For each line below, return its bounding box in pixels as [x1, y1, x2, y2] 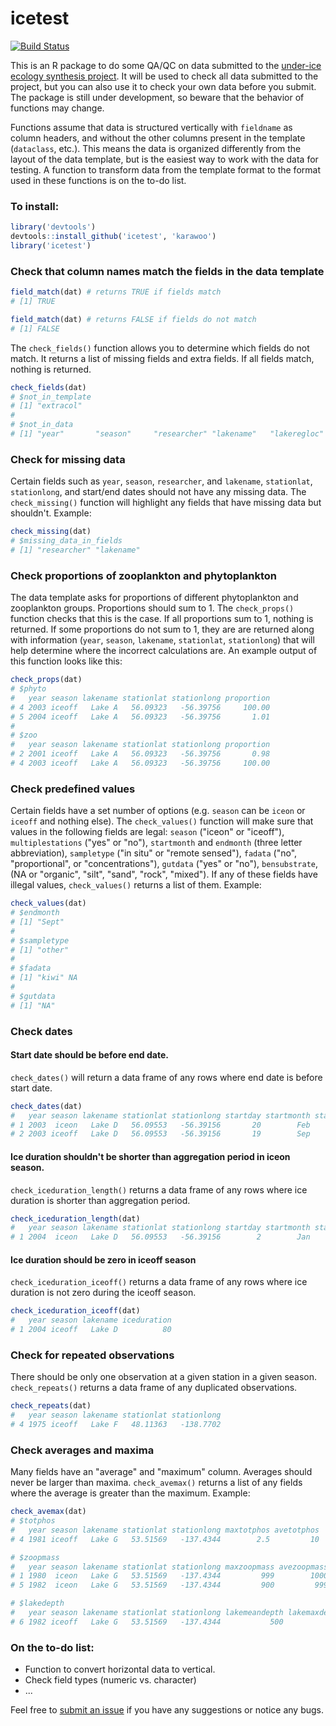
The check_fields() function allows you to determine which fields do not [10, 342, 310, 354]
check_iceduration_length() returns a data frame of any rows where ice [10, 1183, 308, 1196]
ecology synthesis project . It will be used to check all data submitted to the [10, 70, 319, 82]
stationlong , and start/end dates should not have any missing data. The [10, 486, 307, 498]
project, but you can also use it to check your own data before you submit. [10, 80, 317, 92]
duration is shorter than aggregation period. [10, 1194, 191, 1206]
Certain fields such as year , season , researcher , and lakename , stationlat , [10, 475, 313, 487]
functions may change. [10, 102, 105, 114]
